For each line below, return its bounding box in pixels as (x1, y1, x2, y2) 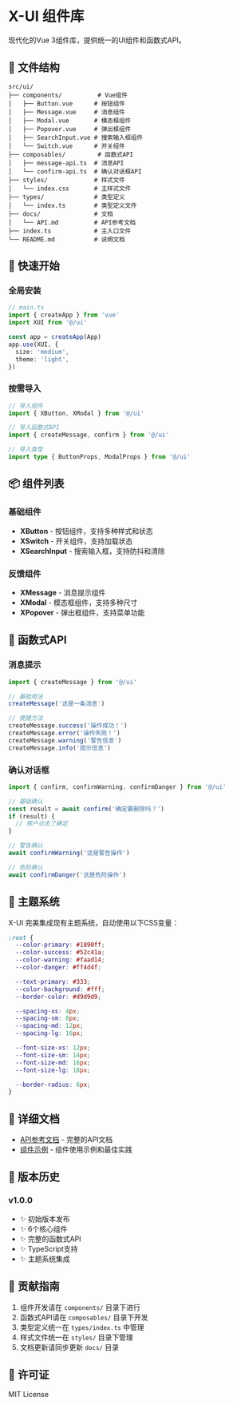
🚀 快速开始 (8, 259, 60, 273)
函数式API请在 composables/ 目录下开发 (19, 1312, 148, 1322)
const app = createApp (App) (8, 333, 102, 341)
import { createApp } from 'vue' (8, 311, 120, 320)
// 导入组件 (8, 401, 44, 410)
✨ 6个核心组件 (19, 1224, 68, 1233)
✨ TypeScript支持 (19, 1244, 78, 1253)
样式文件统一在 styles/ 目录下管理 (19, 1332, 133, 1342)
